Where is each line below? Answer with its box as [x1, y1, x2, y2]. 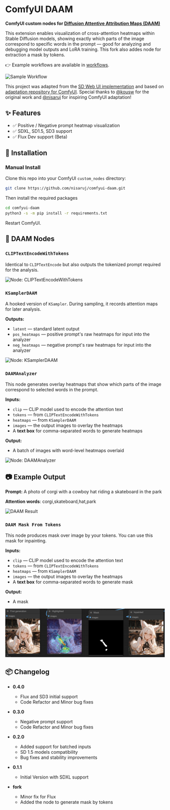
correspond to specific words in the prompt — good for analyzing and [5, 41, 151, 47]
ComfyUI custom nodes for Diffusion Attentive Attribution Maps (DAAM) [5, 20, 160, 26]
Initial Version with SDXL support [20, 774, 89, 780]
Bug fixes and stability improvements [20, 754, 98, 760]
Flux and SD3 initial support [20, 693, 78, 699]
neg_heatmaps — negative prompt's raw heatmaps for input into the [12, 342, 152, 348]
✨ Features [5, 109, 41, 118]
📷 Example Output [5, 472, 66, 481]
